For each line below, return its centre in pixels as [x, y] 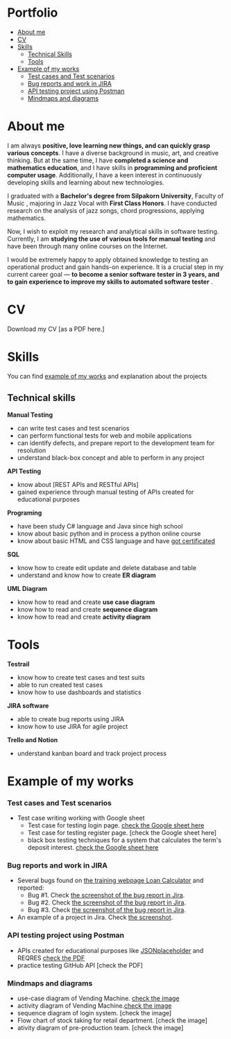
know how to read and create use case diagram [86, 602]
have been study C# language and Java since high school [100, 526]
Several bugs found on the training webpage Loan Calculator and [110, 881]
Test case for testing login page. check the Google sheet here [116, 825]
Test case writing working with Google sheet [81, 818]
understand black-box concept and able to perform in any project [111, 457]
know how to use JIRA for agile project [72, 726]
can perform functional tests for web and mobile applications [104, 436]
